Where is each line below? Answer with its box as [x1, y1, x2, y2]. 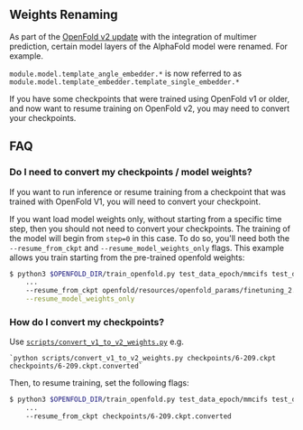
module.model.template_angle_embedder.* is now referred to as [9, 68, 242, 79]
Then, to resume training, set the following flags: [9, 378, 189, 388]
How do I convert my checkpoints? [9, 315, 165, 328]
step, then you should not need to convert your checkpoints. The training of [9, 223, 291, 234]
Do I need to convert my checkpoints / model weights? [9, 166, 252, 179]
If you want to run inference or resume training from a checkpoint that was [9, 186, 287, 197]
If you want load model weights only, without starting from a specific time [9, 213, 282, 224]
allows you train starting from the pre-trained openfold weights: [9, 252, 245, 263]
